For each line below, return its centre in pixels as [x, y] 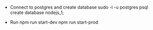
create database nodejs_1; [37, 12]
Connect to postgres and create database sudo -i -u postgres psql [79, 7]
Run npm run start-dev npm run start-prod [54, 22]
